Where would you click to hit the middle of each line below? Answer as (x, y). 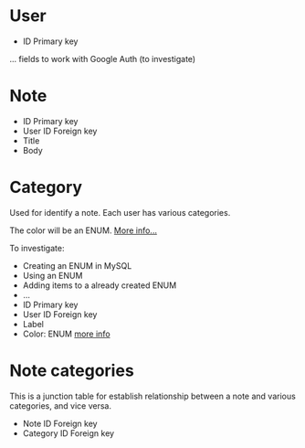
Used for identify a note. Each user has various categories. (120, 212)
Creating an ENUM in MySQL (77, 265)
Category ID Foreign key (68, 433)
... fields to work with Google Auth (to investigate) (103, 59)
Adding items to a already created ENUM (100, 285)
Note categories (72, 370)
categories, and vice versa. (61, 405)
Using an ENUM (53, 275)
